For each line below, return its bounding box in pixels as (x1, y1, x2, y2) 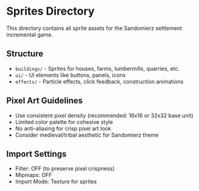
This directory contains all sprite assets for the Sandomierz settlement (6, 24, 183, 32)
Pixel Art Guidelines (6, 96, 83, 106)
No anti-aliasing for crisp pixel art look (15, 124, 111, 132)
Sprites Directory (6, 4, 95, 18)
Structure (6, 49, 44, 59)
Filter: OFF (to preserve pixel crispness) (15, 165, 115, 172)
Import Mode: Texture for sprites (15, 178, 97, 186)
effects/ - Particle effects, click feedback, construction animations (15, 77, 184, 85)
